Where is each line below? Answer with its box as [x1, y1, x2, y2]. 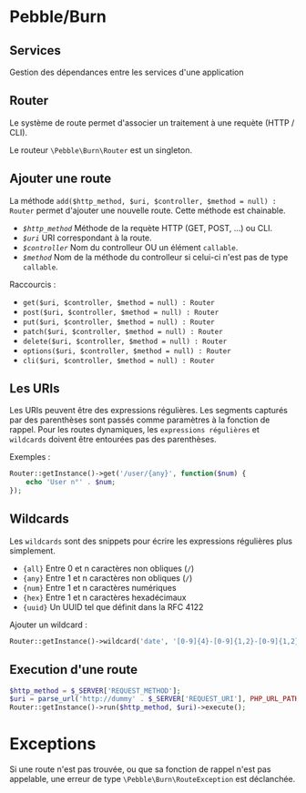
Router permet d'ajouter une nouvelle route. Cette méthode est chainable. [9, 205, 286, 216]
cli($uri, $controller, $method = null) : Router [22, 356, 216, 365]
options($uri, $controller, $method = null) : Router [22, 346, 231, 356]
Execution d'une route [9, 662, 138, 677]
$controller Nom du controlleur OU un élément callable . [22, 241, 239, 252]
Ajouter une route [9, 171, 112, 187]
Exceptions [9, 734, 97, 755]
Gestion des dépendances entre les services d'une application [9, 66, 244, 77]
